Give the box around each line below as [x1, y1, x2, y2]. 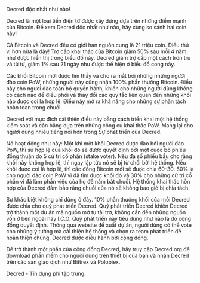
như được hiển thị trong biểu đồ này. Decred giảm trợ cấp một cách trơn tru [6, 54, 191, 61]
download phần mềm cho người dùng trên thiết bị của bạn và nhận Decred [6, 252, 189, 259]
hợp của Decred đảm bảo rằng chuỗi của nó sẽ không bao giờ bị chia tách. [6, 184, 190, 191]
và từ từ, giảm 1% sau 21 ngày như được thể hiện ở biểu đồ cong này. [6, 60, 176, 68]
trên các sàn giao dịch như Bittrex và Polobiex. [6, 258, 121, 266]
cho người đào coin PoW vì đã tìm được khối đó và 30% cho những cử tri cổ [6, 172, 192, 179]
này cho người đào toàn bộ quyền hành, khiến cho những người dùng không [6, 85, 193, 92]
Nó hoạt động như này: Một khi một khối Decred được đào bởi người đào [6, 140, 184, 147]
